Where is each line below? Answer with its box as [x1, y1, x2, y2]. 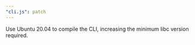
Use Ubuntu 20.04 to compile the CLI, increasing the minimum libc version [5, 25, 189, 32]
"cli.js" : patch [5, 8, 46, 15]
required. [5, 31, 28, 39]
